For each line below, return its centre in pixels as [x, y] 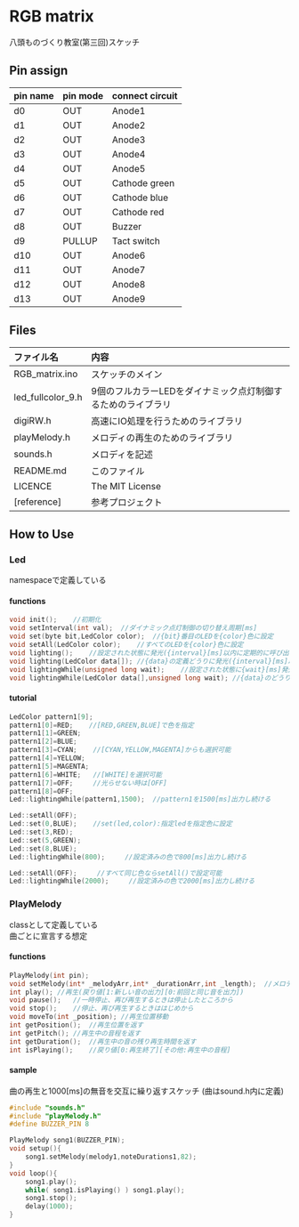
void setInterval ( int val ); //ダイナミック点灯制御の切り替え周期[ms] [133, 628]
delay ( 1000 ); [49, 1207]
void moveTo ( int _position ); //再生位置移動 [89, 1017]
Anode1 [129, 110]
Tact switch [136, 240]
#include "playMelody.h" [55, 1116]
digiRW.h [32, 420]
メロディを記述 [122, 454]
